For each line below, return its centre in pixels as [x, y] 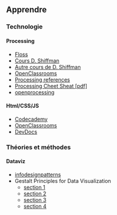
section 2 [35, 194]
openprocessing [35, 92]
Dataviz [16, 161]
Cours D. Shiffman [37, 60]
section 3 [35, 200]
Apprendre [27, 10]
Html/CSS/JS [23, 106]
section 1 [34, 187]
